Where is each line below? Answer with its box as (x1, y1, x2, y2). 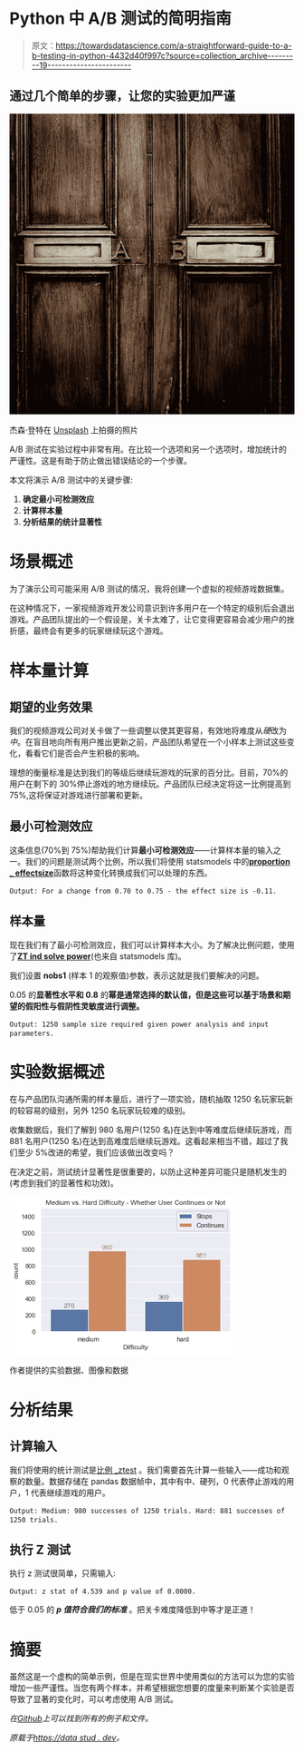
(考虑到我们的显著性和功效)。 (9, 1177, 119, 1189)
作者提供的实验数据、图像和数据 (9, 1365, 128, 1375)
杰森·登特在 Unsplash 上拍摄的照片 (9, 425, 138, 436)
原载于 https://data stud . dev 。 (9, 1732, 125, 1743)
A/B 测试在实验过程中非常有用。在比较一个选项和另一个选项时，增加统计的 (9, 444, 288, 455)
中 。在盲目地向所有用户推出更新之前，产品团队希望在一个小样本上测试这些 (9, 737, 287, 748)
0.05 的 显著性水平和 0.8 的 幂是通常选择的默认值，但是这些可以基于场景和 (9, 989, 283, 1000)
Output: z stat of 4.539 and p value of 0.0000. (9, 1587, 196, 1597)
